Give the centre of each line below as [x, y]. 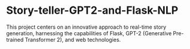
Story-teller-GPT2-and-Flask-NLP [92, 10]
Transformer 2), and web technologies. [73, 39]
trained [15, 39]
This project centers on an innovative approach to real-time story [86, 27]
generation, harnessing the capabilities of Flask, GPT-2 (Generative [89, 33]
